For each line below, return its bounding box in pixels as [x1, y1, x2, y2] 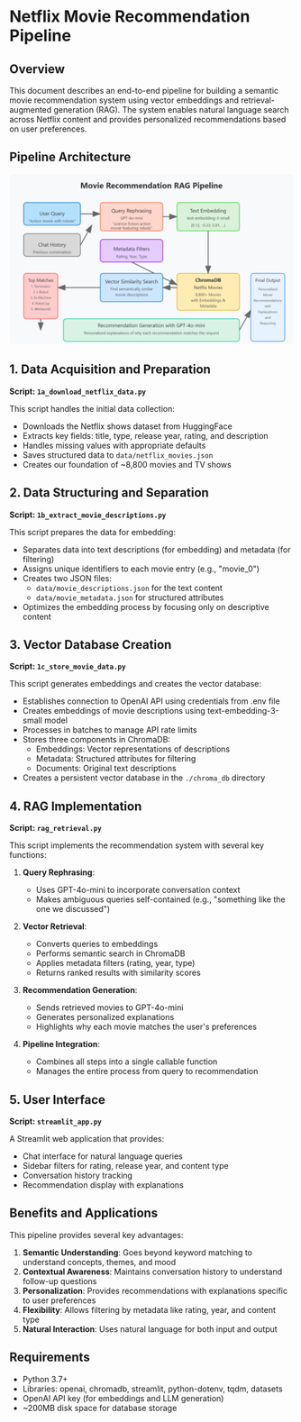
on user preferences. [9, 123, 87, 134]
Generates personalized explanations [35, 1012, 175, 1023]
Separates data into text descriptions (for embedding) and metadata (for [22, 543, 291, 555]
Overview [9, 61, 66, 77]
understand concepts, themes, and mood [22, 1256, 177, 1267]
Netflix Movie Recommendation [9, 6, 251, 27]
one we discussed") [35, 904, 111, 915]
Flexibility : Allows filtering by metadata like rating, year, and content [22, 1304, 277, 1315]
